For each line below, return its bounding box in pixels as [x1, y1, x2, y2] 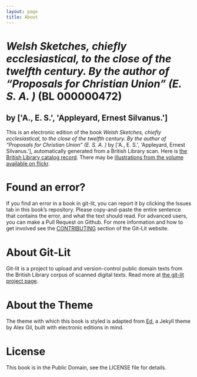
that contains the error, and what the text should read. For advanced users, [6, 213, 188, 220]
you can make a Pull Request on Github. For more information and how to [6, 219, 183, 226]
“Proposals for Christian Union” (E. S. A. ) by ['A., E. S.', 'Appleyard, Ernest [6, 141, 185, 148]
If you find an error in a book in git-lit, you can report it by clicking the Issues [6, 200, 192, 207]
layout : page [6, 8, 38, 15]
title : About [6, 14, 38, 20]
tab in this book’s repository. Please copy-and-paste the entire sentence [6, 206, 181, 213]
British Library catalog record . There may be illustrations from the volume [6, 154, 184, 161]
